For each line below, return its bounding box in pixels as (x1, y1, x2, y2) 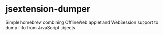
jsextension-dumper (5, 3, 91, 15)
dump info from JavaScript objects (5, 24, 75, 30)
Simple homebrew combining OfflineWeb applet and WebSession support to (5, 19, 159, 25)
